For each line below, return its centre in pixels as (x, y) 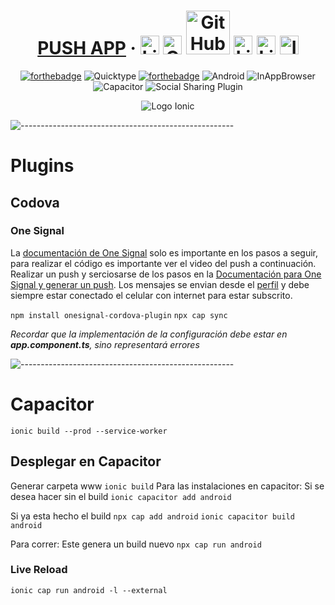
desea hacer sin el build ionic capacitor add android (121, 496)
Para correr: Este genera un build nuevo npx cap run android (136, 544)
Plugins (42, 166)
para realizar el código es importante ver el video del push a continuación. (163, 263)
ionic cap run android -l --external (89, 590)
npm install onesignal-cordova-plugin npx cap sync (119, 315)
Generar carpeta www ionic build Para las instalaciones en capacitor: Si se (167, 486)
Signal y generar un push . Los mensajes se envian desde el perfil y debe (160, 284)
